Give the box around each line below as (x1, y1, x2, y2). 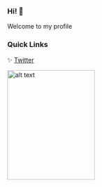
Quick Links (7, 40, 48, 50)
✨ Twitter (7, 55, 34, 64)
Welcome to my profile (7, 22, 73, 31)
